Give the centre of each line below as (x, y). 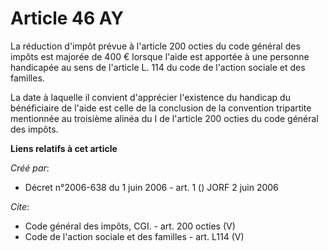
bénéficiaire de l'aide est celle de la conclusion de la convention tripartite (161, 108)
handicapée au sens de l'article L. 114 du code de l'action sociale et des (158, 67)
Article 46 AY (67, 18)
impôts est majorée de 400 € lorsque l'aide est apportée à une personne (160, 56)
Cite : (20, 206)
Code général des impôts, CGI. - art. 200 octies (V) (130, 226)
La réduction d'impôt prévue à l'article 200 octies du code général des (155, 46)
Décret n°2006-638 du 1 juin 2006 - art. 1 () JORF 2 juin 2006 (151, 187)
